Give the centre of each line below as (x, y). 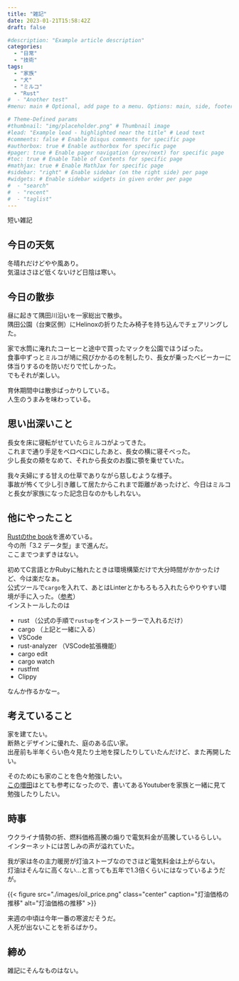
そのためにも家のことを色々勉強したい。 (67, 776)
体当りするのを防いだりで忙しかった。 (63, 366)
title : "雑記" (27, 14)
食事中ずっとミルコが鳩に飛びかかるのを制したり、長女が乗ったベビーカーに (119, 357)
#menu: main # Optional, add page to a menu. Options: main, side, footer (121, 107)
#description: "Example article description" (76, 40)
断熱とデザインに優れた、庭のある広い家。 (70, 743)
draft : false (27, 27)
